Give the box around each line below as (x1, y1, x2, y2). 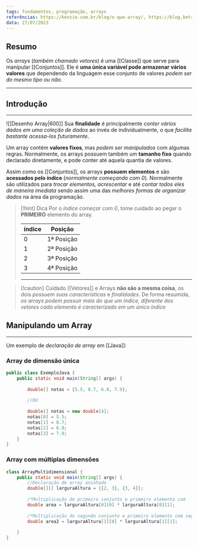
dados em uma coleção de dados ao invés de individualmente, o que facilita (6, 127, 192, 133)
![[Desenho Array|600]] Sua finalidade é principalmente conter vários (6, 120, 176, 127)
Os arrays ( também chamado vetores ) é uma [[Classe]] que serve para (6, 57, 180, 64)
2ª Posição (47, 245, 78, 253)
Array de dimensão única (6, 356, 80, 364)
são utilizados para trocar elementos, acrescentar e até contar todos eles (6, 181, 184, 188)
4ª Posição (47, 264, 78, 272)
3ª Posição (47, 254, 78, 262)
